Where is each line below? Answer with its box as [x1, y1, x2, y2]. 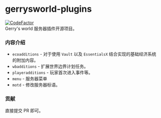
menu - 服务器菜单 [12, 76, 48, 82]
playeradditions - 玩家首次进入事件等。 [12, 70, 93, 76]
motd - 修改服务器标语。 [12, 82, 60, 88]
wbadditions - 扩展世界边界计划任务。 [12, 63, 88, 69]
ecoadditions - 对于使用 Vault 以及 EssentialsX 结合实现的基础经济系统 [12, 51, 157, 57]
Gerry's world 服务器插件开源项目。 [5, 26, 77, 31]
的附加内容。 [12, 58, 38, 63]
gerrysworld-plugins [5, 3, 92, 15]
